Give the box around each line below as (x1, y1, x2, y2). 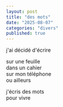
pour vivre (6, 95, 31, 102)
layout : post (6, 8, 38, 15)
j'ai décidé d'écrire (6, 46, 51, 53)
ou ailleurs (6, 77, 31, 84)
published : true (6, 31, 45, 36)
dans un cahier (6, 64, 42, 71)
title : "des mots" (6, 14, 51, 20)
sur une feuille (6, 58, 41, 65)
